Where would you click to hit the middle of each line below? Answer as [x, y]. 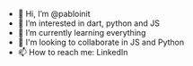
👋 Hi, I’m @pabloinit [54, 14]
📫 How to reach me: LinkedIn [73, 52]
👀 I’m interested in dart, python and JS [88, 23]
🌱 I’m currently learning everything [82, 33]
